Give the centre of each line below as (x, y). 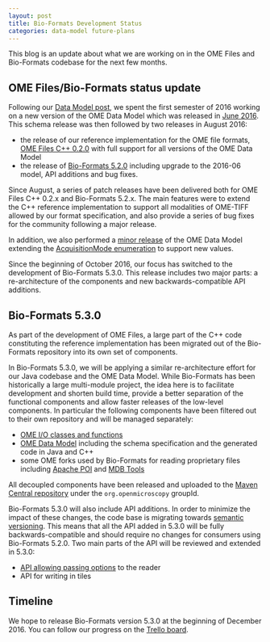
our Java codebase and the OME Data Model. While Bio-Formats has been (132, 376)
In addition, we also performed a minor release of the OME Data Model (126, 240)
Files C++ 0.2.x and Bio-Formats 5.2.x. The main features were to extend (129, 199)
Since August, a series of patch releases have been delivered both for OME (133, 190)
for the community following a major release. (83, 224)
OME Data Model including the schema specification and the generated (139, 443)
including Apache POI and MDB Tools (82, 469)
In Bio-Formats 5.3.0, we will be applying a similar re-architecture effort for (132, 367)
